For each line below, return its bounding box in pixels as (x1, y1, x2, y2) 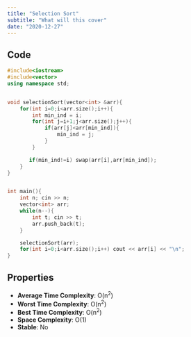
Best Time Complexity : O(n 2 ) (17, 307, 102, 316)
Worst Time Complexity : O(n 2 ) (17, 298, 107, 308)
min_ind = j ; (56, 131, 95, 138)
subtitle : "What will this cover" (7, 17, 108, 24)
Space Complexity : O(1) (17, 315, 87, 324)
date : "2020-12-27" (7, 23, 64, 30)
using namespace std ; (7, 80, 70, 87)
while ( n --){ (19, 208, 54, 215)
